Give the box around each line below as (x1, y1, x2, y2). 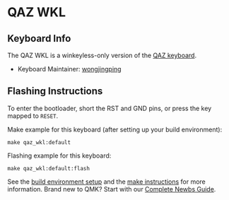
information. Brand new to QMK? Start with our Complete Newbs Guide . (7, 184, 216, 193)
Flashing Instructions (7, 86, 103, 98)
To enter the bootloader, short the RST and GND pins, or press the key (7, 104, 212, 112)
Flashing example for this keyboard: (7, 151, 112, 160)
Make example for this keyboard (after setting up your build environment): (7, 125, 223, 134)
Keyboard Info (7, 33, 71, 45)
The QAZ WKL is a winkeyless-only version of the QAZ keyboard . (7, 51, 196, 59)
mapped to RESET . (7, 111, 59, 120)
